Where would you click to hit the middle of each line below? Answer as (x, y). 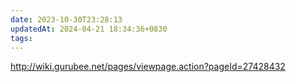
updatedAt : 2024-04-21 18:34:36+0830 (89, 29)
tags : (21, 38)
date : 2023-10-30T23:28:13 (66, 19)
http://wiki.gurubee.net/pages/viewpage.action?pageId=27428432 (148, 67)
